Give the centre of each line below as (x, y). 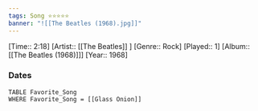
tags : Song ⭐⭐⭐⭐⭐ (39, 16)
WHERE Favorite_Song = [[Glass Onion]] (75, 99)
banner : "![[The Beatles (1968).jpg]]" (75, 23)
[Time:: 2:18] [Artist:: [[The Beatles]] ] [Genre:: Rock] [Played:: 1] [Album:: (129, 46)
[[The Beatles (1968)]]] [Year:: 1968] (68, 55)
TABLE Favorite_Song (43, 92)
